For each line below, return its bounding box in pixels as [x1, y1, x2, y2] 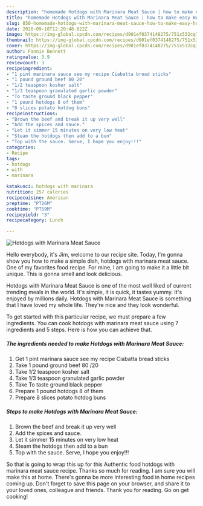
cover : [6, 43, 23, 49]
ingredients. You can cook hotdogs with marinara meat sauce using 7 [6, 320, 179, 327]
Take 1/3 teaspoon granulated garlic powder [14, 374, 125, 382]
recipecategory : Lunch [6, 217, 63, 223]
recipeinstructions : [6, 110, 59, 116]
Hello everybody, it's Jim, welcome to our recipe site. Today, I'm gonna [6, 251, 183, 258]
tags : [6, 155, 20, 161]
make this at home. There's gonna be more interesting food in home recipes [6, 474, 195, 481]
